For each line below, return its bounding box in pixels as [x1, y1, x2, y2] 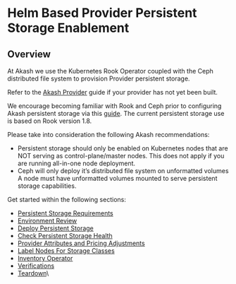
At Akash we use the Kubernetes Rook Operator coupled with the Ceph [7, 67, 213, 75]
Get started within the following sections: [7, 196, 127, 203]
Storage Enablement [7, 20, 130, 36]
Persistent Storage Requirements [17, 209, 114, 217]
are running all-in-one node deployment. [17, 159, 136, 167]
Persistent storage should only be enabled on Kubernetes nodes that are [17, 144, 228, 153]
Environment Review [17, 217, 77, 225]
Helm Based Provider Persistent [7, 5, 197, 21]
